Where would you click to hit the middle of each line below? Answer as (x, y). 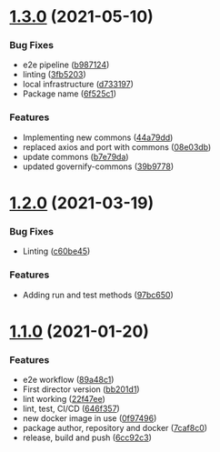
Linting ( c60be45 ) (56, 251)
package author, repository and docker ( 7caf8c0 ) (115, 428)
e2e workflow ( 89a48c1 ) (68, 380)
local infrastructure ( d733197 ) (78, 85)
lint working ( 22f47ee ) (64, 399)
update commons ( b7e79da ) (75, 156)
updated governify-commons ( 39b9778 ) (98, 166)
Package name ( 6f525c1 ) (69, 94)
